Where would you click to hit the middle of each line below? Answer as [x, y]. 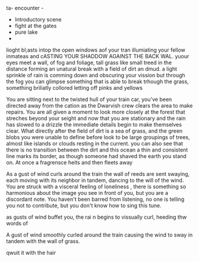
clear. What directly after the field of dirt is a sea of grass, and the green [94, 131]
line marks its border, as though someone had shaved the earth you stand [97, 156]
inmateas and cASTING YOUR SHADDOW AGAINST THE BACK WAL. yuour [98, 56]
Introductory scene [38, 19]
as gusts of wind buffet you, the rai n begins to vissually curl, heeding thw [97, 217]
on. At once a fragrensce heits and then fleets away [69, 162]
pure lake [26, 32]
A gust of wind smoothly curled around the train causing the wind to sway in [99, 235]
